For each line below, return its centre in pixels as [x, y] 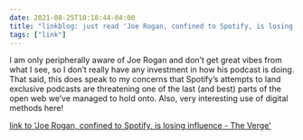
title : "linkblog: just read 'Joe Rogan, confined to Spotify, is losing [151, 26]
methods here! [37, 108]
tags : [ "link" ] [38, 34]
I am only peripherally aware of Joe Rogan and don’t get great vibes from [146, 61]
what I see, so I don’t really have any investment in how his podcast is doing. [152, 70]
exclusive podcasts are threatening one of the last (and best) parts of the [146, 89]
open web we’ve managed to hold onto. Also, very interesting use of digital [149, 98]
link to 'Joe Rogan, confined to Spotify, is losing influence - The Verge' [140, 126]
